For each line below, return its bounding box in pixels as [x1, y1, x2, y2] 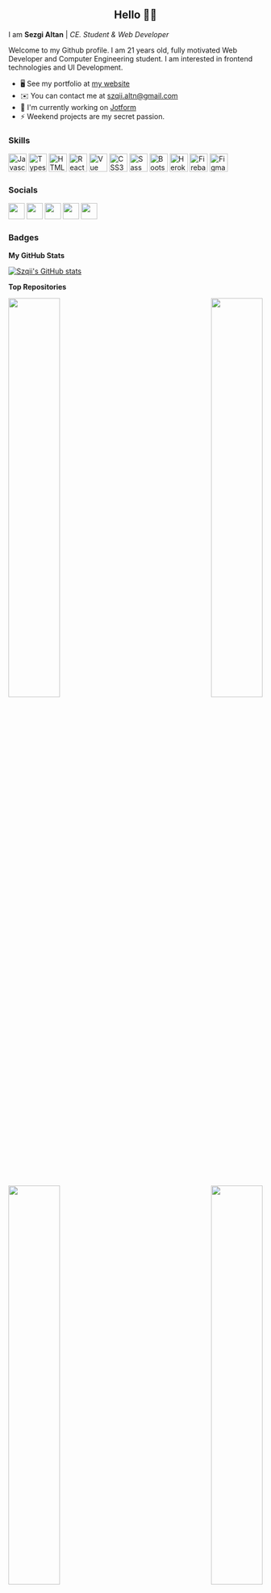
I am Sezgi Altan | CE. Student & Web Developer [8, 29, 169, 39]
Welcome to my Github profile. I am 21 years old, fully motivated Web [8, 45, 238, 55]
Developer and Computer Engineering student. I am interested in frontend [8, 53, 252, 63]
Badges [8, 232, 39, 244]
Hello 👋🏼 [114, 8, 157, 22]
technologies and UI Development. [8, 62, 123, 72]
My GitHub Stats [8, 250, 65, 260]
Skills [8, 134, 31, 146]
